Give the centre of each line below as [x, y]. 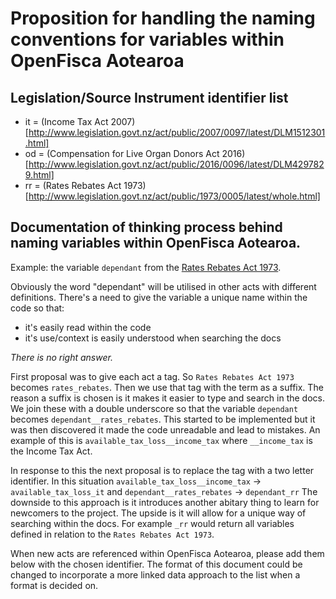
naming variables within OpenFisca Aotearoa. [156, 243]
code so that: [37, 308]
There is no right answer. [61, 357]
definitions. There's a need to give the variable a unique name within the [159, 297]
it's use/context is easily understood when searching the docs [153, 338]
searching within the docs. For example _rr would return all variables [152, 523]
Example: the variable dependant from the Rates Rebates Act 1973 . [146, 267]
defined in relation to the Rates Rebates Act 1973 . [112, 534]
